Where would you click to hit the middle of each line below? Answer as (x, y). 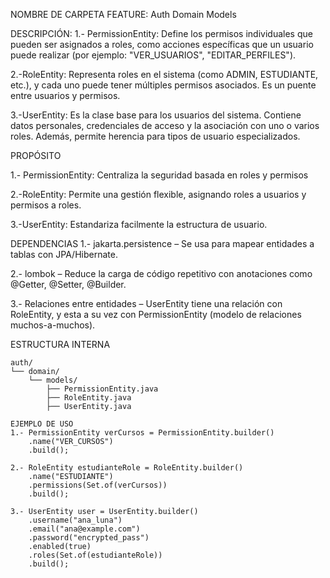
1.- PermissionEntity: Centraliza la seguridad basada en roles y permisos (159, 175)
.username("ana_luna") (75, 520)
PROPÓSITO (36, 155)
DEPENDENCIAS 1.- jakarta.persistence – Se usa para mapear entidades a (162, 243)
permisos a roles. (46, 205)
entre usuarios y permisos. (65, 95)
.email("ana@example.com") (84, 529)
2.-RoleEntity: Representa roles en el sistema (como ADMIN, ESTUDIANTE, (164, 74)
